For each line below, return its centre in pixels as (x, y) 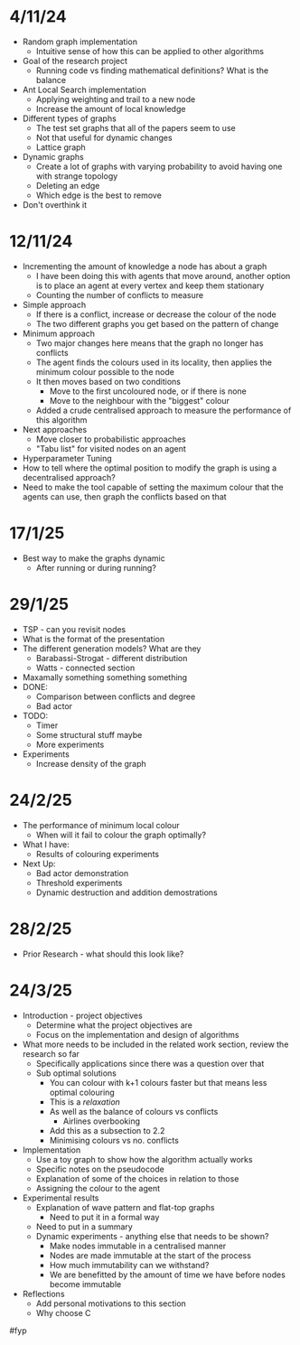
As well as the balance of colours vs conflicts (134, 1111)
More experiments (70, 744)
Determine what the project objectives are (114, 1025)
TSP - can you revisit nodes (74, 629)
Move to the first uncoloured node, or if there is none (148, 391)
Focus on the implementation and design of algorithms (137, 1034)
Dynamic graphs (53, 156)
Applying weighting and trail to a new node (116, 99)
